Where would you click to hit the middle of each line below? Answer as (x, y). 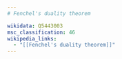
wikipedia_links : (32, 38)
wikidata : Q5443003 (35, 26)
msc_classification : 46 (41, 32)
